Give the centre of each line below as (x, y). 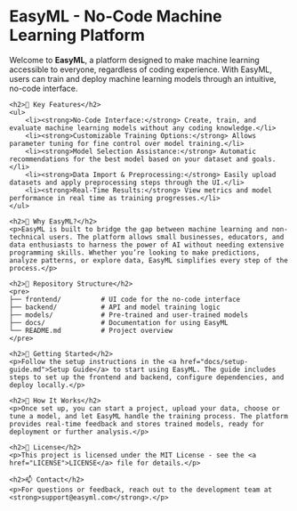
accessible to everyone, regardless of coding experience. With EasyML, (141, 69)
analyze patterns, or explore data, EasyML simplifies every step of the (149, 260)
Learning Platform (77, 35)
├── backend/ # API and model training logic (115, 307)
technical (28, 237)
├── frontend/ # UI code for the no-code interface (125, 299)
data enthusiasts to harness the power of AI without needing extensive (147, 245)
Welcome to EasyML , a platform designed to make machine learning (134, 60)
